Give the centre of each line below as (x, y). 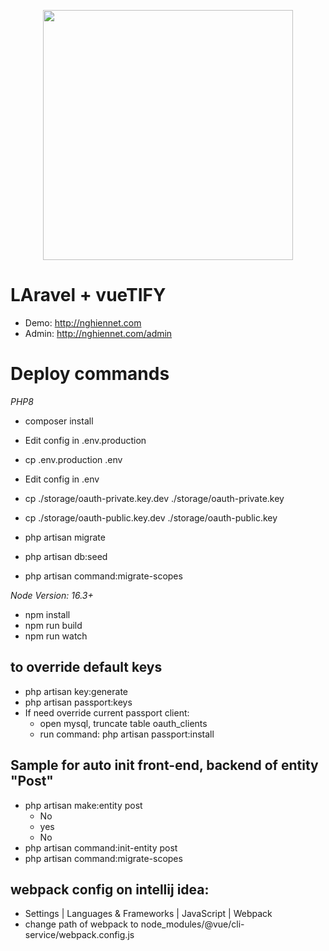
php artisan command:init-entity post (101, 847)
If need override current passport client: (107, 712)
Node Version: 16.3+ (52, 595)
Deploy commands (90, 374)
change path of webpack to (81, 924)
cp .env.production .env (73, 459)
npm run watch (56, 636)
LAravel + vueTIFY (88, 295)
